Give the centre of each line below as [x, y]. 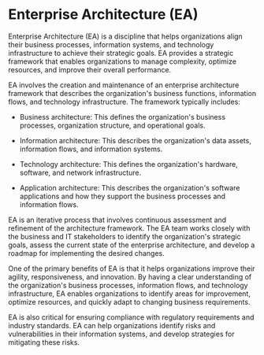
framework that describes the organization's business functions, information [132, 93]
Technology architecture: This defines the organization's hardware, [128, 164]
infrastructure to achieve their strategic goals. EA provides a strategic [121, 53]
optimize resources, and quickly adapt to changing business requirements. [129, 301]
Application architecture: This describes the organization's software [130, 187]
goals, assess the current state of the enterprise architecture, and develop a [132, 245]
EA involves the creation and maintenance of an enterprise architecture [124, 85]
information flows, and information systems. [91, 149]
